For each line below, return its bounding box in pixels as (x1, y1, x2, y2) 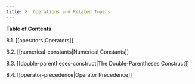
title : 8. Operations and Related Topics (6, 8, 111, 15)
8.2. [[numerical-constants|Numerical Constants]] (6, 48, 129, 55)
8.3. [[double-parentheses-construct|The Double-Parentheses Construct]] (6, 60, 190, 67)
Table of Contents (6, 25, 52, 32)
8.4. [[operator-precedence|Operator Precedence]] (6, 71, 132, 78)
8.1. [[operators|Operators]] (6, 36, 73, 43)
